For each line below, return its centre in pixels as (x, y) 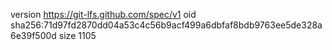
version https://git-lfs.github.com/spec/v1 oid (103, 14)
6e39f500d (33, 35)
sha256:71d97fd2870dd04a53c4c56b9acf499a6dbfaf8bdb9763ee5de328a (166, 25)
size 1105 (77, 35)
